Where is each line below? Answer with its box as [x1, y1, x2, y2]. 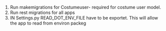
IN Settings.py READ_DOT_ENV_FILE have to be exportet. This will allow [10, 15, 158, 20]
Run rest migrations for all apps [10, 9, 75, 15]
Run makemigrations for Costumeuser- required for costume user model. [10, 4, 161, 10]
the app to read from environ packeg [10, 20, 87, 26]
